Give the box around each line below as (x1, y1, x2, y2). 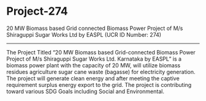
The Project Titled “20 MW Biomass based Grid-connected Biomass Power (6, 48, 196, 56)
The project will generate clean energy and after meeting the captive (6, 75, 180, 82)
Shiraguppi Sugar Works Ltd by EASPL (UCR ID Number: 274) (6, 31, 161, 38)
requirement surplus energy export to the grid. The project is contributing (6, 81, 192, 88)
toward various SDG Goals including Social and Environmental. (6, 88, 164, 95)
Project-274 (6, 4, 69, 18)
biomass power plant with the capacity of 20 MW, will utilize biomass (6, 61, 181, 69)
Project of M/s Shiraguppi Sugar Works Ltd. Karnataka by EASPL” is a (6, 55, 182, 62)
